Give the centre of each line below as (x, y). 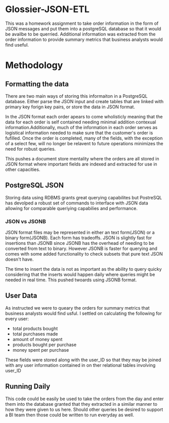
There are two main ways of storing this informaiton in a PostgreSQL (76, 96)
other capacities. (23, 169)
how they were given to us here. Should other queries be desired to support (84, 409)
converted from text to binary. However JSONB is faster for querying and (81, 248)
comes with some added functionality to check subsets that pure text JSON (84, 254)
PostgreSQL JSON (35, 185)
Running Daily (28, 386)
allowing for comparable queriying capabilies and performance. (71, 208)
